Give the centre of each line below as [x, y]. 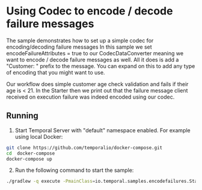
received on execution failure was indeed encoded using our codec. [90, 97]
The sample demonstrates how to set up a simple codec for [80, 40]
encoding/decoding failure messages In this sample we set [79, 47]
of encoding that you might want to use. [56, 72]
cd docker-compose [31, 153]
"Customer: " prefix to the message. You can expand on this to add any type [101, 66]
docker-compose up [29, 159]
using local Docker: [39, 136]
